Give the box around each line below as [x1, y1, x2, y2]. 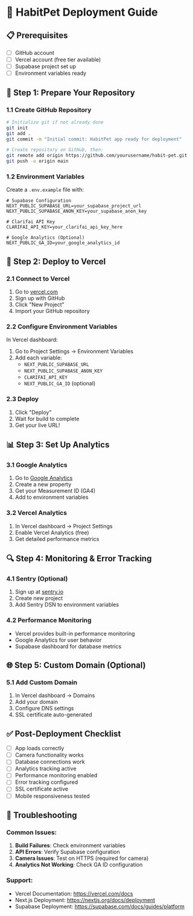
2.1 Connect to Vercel [6, 274, 70, 283]
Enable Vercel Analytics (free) [14, 529, 89, 536]
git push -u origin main [6, 158, 69, 165]
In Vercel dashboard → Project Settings [14, 522, 113, 529]
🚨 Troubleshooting [6, 810, 77, 820]
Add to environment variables [14, 494, 89, 501]
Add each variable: [14, 354, 62, 361]
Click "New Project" [14, 301, 65, 308]
